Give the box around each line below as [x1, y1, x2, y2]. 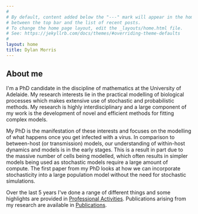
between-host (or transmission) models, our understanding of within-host [6, 140, 186, 147]
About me [6, 69, 43, 79]
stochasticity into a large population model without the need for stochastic [6, 171, 187, 178]
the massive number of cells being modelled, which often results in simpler [6, 152, 188, 159]
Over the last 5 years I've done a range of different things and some [6, 189, 171, 196]
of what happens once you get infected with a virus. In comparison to [6, 133, 175, 140]
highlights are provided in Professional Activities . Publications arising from [6, 195, 187, 202]
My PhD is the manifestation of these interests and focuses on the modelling [6, 127, 192, 134]
